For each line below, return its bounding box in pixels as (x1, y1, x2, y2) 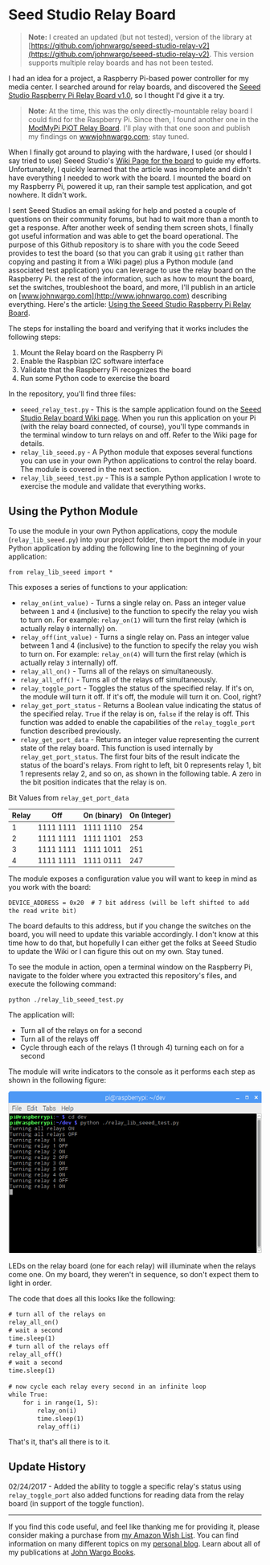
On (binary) (83, 810, 123, 821)
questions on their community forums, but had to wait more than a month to (8, 214, 259, 223)
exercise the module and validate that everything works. (19, 481, 207, 491)
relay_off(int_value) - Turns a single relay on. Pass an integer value (19, 632, 250, 641)
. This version (209, 49, 255, 59)
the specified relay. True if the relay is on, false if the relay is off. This (19, 709, 250, 719)
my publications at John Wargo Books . (8, 1547, 137, 1557)
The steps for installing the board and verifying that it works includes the (8, 323, 249, 333)
